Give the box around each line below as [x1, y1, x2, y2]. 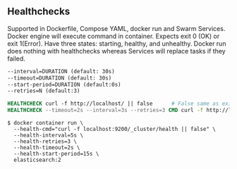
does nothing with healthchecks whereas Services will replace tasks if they [7, 46, 226, 55]
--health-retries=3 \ [13, 138, 78, 145]
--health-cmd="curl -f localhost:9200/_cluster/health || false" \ [13, 126, 217, 133]
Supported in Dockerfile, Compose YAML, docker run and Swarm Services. [7, 24, 226, 32]
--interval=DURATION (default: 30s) [7, 68, 115, 75]
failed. [7, 54, 26, 63]
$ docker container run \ [7, 120, 83, 127]
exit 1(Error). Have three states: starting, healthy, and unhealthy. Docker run [7, 39, 226, 48]
